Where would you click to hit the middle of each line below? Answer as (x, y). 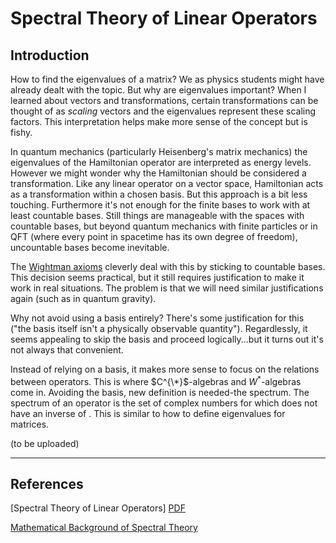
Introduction (50, 55)
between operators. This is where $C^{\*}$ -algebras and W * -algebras (156, 380)
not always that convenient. (67, 350)
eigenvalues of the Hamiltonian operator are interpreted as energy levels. (161, 162)
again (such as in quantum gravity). (83, 298)
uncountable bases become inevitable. (90, 247)
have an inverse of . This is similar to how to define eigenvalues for (148, 413)
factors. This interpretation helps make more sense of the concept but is (159, 121)
